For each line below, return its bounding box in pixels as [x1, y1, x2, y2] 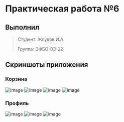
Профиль [5, 99, 29, 106]
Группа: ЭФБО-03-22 [17, 46, 64, 52]
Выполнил [5, 23, 40, 32]
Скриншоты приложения [5, 61, 88, 69]
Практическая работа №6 [5, 3, 119, 15]
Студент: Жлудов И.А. [17, 36, 65, 42]
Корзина [5, 76, 28, 83]
